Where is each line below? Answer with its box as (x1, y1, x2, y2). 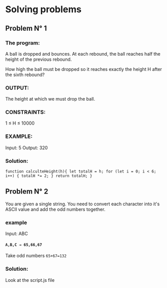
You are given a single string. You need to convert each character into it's (5, 201, 160, 207)
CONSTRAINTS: (5, 109, 46, 116)
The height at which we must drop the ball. (5, 96, 96, 102)
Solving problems (5, 4, 82, 15)
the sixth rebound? (5, 71, 45, 78)
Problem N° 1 (5, 24, 47, 33)
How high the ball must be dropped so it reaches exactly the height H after (5, 66, 162, 72)
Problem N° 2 (5, 187, 49, 196)
